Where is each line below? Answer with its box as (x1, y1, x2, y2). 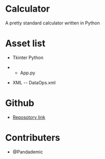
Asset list (5, 38, 45, 49)
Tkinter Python (12, 54, 44, 60)
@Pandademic (12, 148, 43, 155)
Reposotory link (12, 114, 45, 120)
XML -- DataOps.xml (12, 79, 56, 85)
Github (5, 98, 34, 109)
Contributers (5, 132, 61, 143)
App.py (20, 70, 35, 76)
